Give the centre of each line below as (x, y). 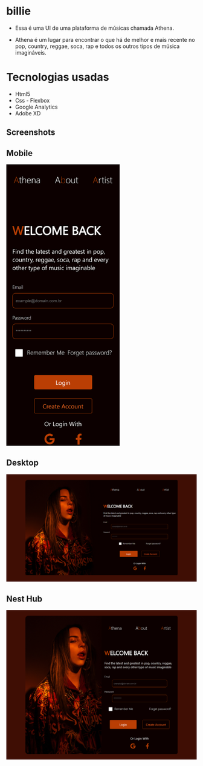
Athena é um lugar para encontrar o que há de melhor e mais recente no (105, 39)
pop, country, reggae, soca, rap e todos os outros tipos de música (97, 46)
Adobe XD (28, 113)
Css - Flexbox (32, 100)
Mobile (20, 153)
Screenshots (31, 133)
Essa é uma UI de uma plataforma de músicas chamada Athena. (94, 28)
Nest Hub (24, 599)
